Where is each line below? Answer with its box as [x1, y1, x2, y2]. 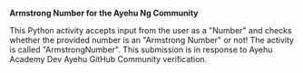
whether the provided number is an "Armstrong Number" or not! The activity [9, 35, 295, 45]
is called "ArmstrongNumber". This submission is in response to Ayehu [9, 44, 273, 55]
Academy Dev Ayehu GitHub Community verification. [9, 54, 208, 64]
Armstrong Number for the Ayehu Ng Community [9, 8, 199, 18]
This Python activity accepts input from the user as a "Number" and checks [9, 25, 292, 35]
